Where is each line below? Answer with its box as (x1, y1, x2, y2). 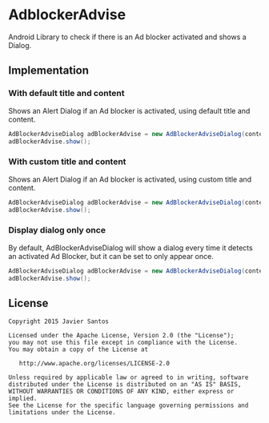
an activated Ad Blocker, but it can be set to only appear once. (8, 251, 214, 261)
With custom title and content (8, 156, 126, 167)
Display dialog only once (8, 225, 106, 236)
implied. (8, 394, 38, 403)
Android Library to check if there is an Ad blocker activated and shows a (8, 32, 247, 42)
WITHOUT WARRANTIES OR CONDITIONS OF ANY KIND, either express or (8, 388, 235, 396)
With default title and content (8, 88, 125, 99)
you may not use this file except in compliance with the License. (8, 338, 239, 347)
